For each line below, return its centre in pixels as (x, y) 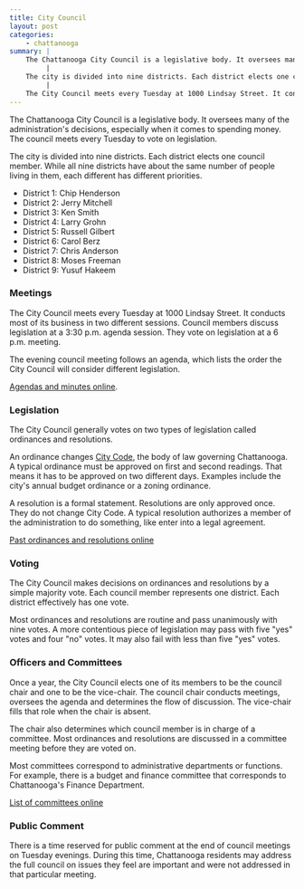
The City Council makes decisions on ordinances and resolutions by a (139, 583)
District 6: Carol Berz (62, 241)
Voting (24, 564)
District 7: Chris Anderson (71, 251)
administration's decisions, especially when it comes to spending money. (146, 129)
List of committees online (57, 802)
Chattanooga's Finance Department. (77, 785)
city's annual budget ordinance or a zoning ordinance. (110, 486)
